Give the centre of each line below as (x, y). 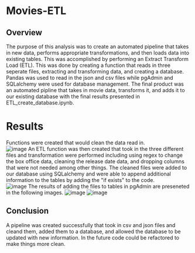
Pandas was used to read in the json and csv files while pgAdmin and (90, 78)
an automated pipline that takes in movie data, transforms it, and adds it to (96, 90)
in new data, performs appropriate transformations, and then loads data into (97, 53)
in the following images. (35, 193)
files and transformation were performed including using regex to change (95, 155)
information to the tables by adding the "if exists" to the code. (81, 180)
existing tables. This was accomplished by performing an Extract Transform (97, 59)
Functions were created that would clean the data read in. (76, 143)
